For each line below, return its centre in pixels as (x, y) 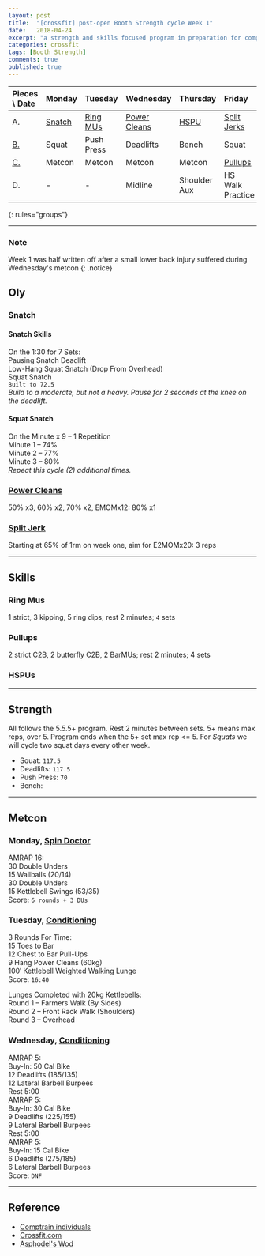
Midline (139, 185)
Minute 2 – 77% (34, 453)
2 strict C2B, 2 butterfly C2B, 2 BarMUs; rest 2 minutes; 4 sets (109, 655)
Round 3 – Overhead (41, 1020)
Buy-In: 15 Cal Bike (39, 1150)
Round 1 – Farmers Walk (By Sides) (65, 1003)
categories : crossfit (44, 45)
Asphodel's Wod (46, 1243)
